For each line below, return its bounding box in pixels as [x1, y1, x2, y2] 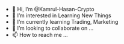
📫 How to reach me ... [11, 32, 68, 38]
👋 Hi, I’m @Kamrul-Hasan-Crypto [11, 6, 95, 12]
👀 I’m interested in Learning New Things [11, 12, 111, 19]
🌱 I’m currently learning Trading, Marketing [11, 18, 119, 25]
